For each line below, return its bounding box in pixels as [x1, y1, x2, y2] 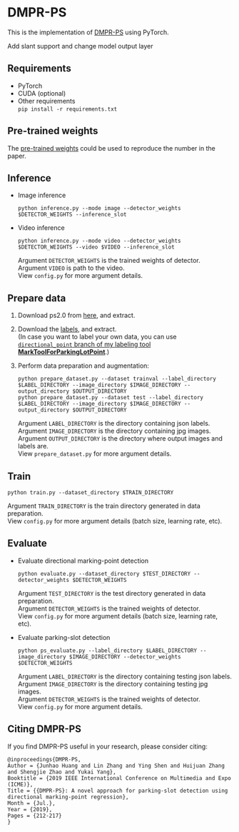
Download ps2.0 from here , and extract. [17, 311, 136, 320]
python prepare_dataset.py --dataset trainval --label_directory [17, 376, 216, 383]
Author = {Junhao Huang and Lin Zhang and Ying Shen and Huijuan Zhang [7, 762, 225, 769]
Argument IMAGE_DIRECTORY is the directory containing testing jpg [17, 679, 208, 688]
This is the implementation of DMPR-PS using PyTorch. [7, 28, 169, 36]
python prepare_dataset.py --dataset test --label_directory [17, 394, 204, 401]
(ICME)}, [7, 781, 34, 788]
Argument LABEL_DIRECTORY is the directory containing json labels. [17, 419, 210, 428]
